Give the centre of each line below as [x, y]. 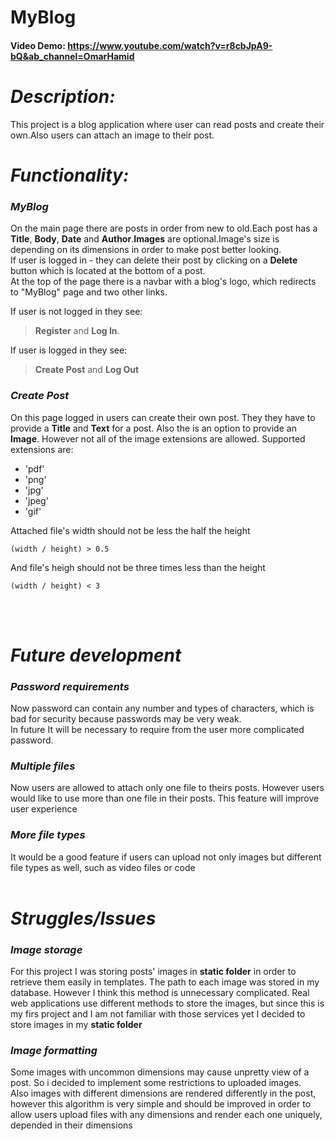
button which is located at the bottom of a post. [108, 271]
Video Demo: [38, 45]
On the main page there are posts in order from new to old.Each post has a [164, 228]
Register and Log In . [77, 331]
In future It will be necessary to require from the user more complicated [157, 729]
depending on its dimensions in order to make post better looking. [146, 250]
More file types [48, 835]
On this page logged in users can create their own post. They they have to [163, 417]
